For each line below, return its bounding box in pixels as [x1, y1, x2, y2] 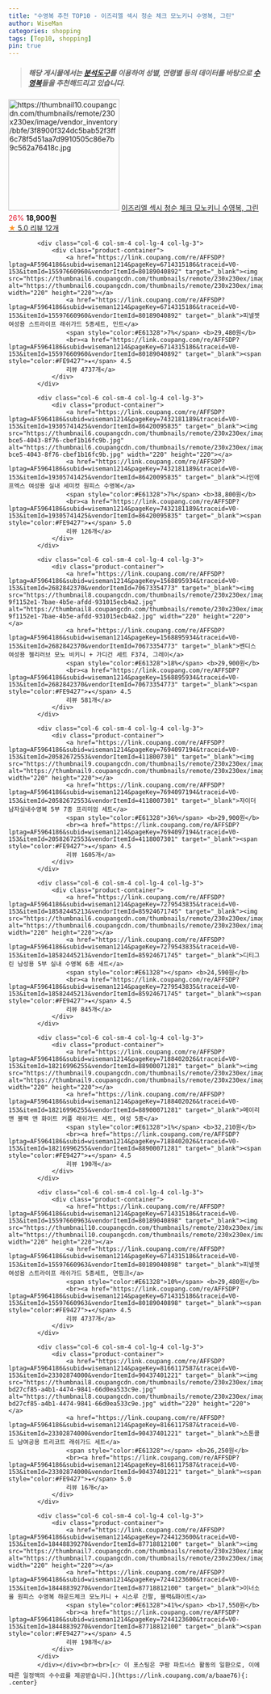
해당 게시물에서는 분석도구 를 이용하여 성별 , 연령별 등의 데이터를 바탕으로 [27, 68, 252, 78]
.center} [8, 1679, 38, 1687]
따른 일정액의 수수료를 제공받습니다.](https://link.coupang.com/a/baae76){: [8, 1671, 248, 1680]
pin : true [8, 42, 42, 50]
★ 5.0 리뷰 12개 [8, 223, 59, 233]
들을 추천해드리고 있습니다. [41, 78, 126, 87]
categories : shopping [8, 27, 81, 35]
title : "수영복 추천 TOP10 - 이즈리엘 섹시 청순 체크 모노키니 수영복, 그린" [8, 11, 236, 20]
